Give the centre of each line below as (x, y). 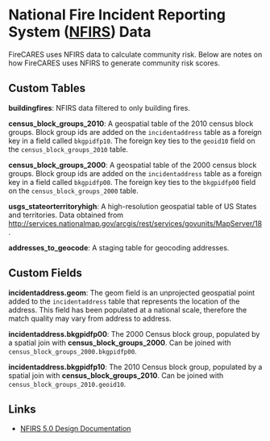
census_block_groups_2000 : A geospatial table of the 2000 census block (133, 165)
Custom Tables (47, 88)
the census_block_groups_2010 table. (69, 149)
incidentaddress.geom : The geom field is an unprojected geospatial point (132, 292)
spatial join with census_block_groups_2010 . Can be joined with (116, 375)
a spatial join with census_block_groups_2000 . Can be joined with (120, 342)
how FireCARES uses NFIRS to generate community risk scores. (114, 63)
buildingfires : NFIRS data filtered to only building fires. (100, 107)
